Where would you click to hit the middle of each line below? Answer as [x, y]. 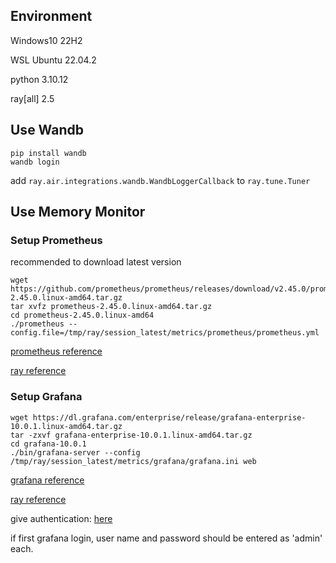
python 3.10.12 [39, 79]
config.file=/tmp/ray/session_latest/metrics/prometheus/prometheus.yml [165, 333]
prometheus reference [56, 351]
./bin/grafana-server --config [75, 452]
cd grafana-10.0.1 [48, 444]
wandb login [35, 162]
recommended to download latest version [96, 262]
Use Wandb [47, 130]
